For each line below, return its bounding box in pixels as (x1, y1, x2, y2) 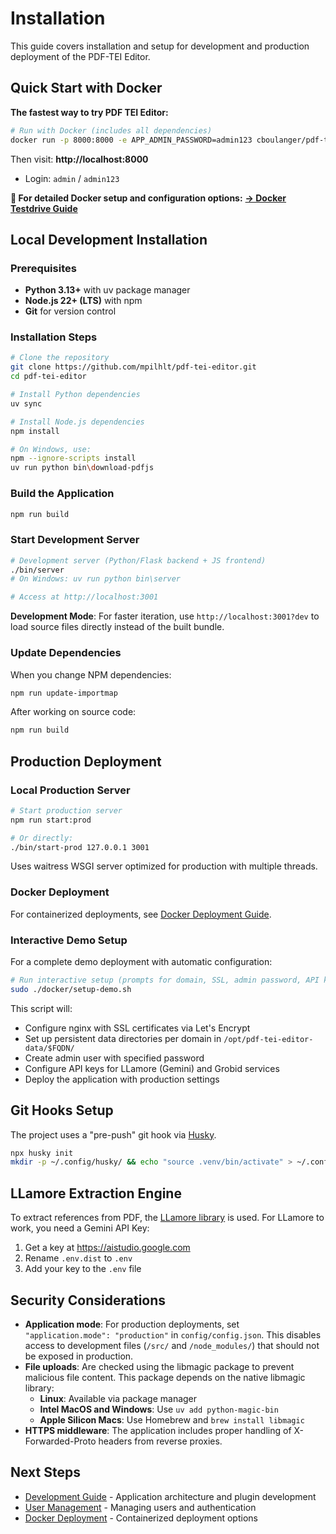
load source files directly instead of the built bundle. (10, 621, 225, 633)
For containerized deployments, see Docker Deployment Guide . (10, 908, 272, 920)
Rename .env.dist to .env (24, 1252, 133, 1264)
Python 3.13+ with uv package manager (24, 284, 191, 296)
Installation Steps (10, 330, 98, 344)
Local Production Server (10, 783, 131, 797)
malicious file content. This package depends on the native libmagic (24, 1371, 306, 1383)
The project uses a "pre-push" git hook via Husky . (10, 1128, 217, 1141)
